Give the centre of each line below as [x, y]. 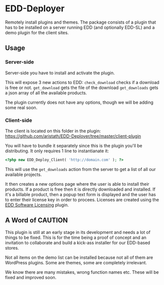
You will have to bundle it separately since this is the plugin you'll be [74, 145]
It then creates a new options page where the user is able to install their [77, 184]
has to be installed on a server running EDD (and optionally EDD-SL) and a [80, 27]
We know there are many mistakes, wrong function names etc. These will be [82, 272]
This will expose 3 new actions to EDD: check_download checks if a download [82, 82]
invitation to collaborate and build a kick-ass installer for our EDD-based [78, 242]
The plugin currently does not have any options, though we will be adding [79, 102]
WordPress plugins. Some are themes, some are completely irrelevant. [76, 262]
